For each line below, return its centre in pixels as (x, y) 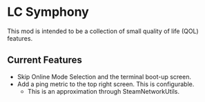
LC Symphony (48, 12)
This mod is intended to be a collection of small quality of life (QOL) (103, 31)
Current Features (45, 60)
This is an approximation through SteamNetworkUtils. (103, 91)
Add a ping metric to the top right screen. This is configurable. (106, 84)
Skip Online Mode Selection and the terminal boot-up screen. (104, 76)
